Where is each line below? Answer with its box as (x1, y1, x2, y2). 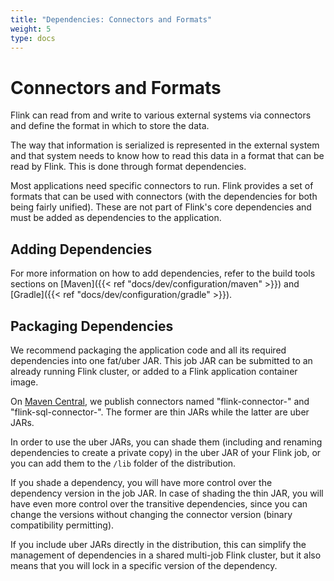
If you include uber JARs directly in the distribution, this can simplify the (10, 538, 307, 550)
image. (10, 376, 39, 388)
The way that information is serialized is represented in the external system (10, 139, 320, 151)
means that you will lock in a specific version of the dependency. (10, 559, 278, 571)
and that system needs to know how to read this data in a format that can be (10, 150, 325, 162)
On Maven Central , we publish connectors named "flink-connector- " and (10, 395, 310, 407)
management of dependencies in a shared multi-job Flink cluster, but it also (10, 549, 322, 561)
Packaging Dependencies (10, 317, 174, 335)
